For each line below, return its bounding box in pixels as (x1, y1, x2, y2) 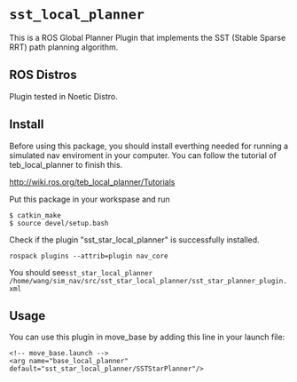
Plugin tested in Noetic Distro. (9, 91, 118, 101)
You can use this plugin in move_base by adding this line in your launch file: (9, 331, 285, 343)
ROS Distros (9, 68, 77, 83)
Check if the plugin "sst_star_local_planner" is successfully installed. (9, 234, 260, 245)
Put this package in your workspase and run (9, 194, 170, 204)
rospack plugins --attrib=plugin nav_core (9, 251, 168, 260)
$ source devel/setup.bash (9, 219, 109, 227)
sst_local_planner (9, 6, 145, 23)
